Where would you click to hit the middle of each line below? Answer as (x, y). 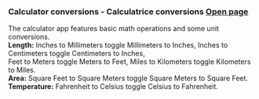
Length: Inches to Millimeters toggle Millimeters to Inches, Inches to (118, 45)
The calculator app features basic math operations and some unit (114, 29)
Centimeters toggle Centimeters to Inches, (77, 54)
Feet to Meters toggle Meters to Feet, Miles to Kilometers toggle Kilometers (129, 62)
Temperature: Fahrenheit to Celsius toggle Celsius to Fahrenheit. (113, 87)
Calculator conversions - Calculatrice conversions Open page (128, 12)
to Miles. (22, 70)
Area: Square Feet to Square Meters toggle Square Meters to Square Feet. (128, 78)
